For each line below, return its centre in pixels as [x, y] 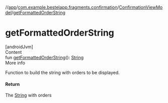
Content [14, 52]
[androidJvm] [19, 47]
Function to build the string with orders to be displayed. [62, 72]
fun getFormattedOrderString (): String [45, 57]
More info [15, 63]
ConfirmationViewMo [141, 7]
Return [13, 84]
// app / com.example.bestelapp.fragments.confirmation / [62, 7]
